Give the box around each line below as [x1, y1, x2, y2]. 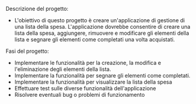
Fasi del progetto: [5, 47, 49, 55]
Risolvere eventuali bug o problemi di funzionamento [14, 91, 145, 98]
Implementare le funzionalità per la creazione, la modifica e [14, 60, 162, 66]
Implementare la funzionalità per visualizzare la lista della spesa [14, 78, 173, 85]
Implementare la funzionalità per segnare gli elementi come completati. [14, 72, 191, 79]
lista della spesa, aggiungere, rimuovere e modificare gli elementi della [14, 29, 189, 37]
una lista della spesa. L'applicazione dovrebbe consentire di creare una [14, 23, 191, 30]
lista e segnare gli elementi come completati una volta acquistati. [14, 36, 175, 43]
